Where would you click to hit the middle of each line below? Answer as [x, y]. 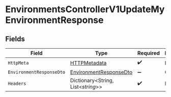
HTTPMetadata [89, 63]
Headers [17, 84]
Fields [15, 39]
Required [149, 53]
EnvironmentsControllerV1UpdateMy [85, 9]
